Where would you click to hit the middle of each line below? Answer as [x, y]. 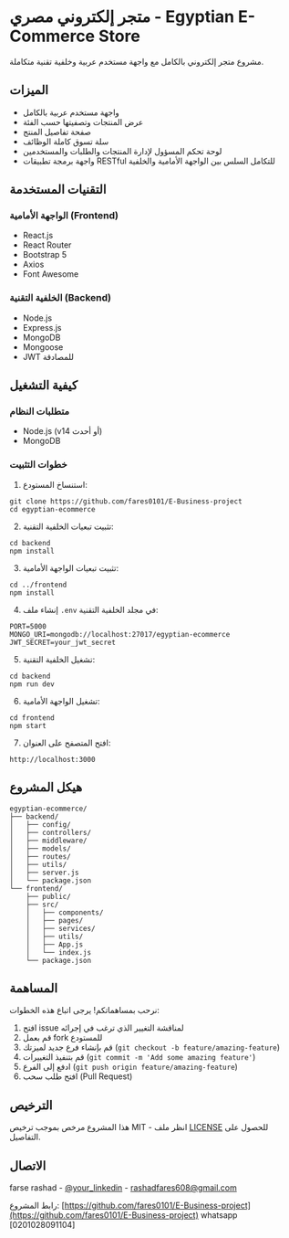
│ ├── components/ [65, 912]
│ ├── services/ [61, 928]
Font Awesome [51, 274]
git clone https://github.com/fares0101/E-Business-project [126, 501]
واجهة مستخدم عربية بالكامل [71, 112]
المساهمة [33, 988]
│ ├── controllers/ [51, 832]
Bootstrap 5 [45, 255]
